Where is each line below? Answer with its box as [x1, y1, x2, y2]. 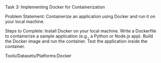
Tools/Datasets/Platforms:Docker [5, 53, 72, 59]
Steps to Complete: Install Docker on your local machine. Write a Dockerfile [5, 28, 157, 33]
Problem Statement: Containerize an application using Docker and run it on [5, 14, 156, 19]
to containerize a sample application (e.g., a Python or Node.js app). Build [5, 33, 153, 39]
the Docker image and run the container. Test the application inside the [5, 38, 148, 44]
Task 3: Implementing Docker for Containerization [5, 4, 105, 10]
